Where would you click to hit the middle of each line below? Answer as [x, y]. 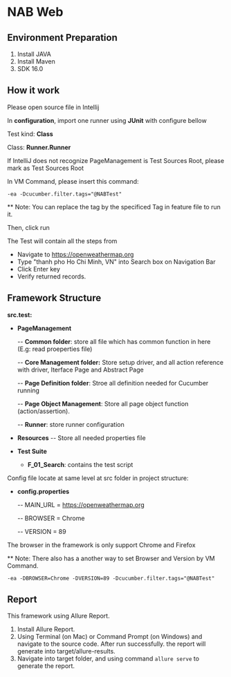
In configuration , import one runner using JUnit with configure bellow [107, 120]
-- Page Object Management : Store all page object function [103, 403]
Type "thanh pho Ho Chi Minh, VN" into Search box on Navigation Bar [116, 261]
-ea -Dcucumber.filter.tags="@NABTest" [65, 194]
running [28, 390]
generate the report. [46, 666]
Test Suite [32, 451]
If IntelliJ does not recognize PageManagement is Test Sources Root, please [116, 160]
